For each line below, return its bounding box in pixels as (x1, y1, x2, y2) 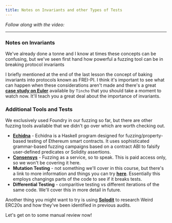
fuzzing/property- (125, 133, 163, 139)
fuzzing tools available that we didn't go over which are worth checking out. (5, 123, 165, 129)
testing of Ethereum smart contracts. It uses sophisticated (27, 138, 149, 144)
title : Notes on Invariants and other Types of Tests (5, 7, 123, 13)
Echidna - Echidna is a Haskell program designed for (12, 133, 124, 139)
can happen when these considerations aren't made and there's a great (5, 82, 156, 88)
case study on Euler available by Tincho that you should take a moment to (5, 87, 162, 93)
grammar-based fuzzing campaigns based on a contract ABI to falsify (12, 143, 160, 150)
